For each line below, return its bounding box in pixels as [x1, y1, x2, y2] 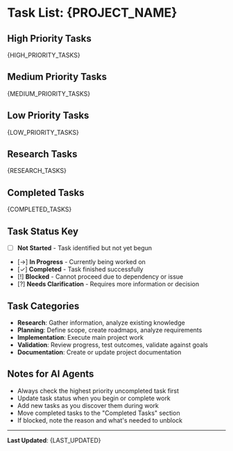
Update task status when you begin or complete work [17, 394, 171, 402]
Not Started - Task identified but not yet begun [17, 244, 153, 252]
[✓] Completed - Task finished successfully [17, 265, 144, 274]
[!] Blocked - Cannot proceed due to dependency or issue [17, 272, 184, 281]
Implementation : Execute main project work [17, 333, 144, 341]
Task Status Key [7, 225, 78, 237]
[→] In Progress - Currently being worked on [17, 258, 146, 266]
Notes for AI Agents [7, 368, 94, 380]
